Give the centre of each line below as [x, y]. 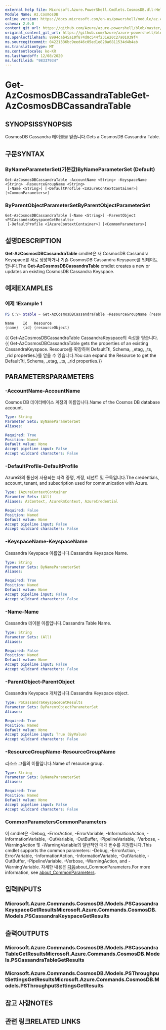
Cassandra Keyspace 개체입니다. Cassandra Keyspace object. [67, 693]
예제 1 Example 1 [24, 304]
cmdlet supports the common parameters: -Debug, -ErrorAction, [71, 850]
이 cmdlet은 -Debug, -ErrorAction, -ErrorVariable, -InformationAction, [75, 833]
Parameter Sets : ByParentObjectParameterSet [52, 707]
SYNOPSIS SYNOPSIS [39, 124]
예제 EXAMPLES [29, 288]
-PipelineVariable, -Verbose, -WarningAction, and [77, 861]
